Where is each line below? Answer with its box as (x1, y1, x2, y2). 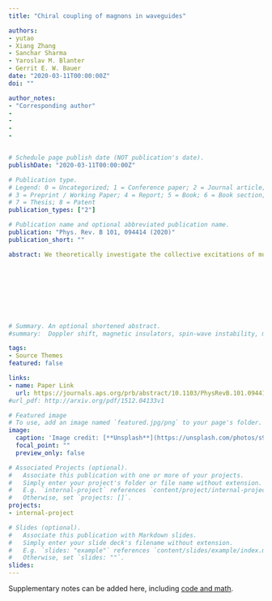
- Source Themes (8, 352, 63, 360)
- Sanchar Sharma (8, 50, 67, 58)
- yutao (8, 34, 35, 42)
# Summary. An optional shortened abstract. (8, 322, 161, 330)
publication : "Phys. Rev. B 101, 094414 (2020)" (8, 228, 176, 236)
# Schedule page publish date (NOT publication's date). (8, 153, 205, 162)
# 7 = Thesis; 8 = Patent (8, 198, 96, 207)
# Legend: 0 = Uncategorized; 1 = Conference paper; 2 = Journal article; (8, 184, 266, 192)
